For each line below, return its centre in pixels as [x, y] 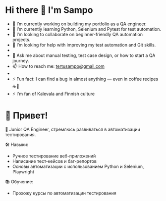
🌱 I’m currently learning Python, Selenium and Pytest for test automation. [86, 29]
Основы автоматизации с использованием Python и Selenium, [78, 166]
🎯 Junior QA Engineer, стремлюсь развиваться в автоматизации [73, 129]
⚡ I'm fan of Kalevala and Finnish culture [54, 94]
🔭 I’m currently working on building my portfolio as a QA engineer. [80, 24]
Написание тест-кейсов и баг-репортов [54, 161]
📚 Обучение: [19, 181]
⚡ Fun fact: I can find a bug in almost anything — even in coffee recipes [85, 79]
